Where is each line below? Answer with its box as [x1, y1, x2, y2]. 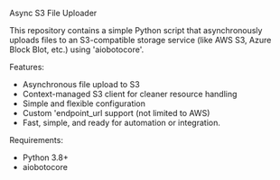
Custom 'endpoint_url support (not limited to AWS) [22, 108, 210, 118]
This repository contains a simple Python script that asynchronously [9, 25, 263, 35]
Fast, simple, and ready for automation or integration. [22, 117, 221, 128]
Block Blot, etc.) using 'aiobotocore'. [9, 44, 145, 55]
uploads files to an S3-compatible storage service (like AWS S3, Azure [9, 35, 272, 45]
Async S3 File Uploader [9, 8, 98, 18]
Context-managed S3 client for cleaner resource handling [22, 89, 238, 99]
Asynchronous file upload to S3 [22, 79, 140, 89]
